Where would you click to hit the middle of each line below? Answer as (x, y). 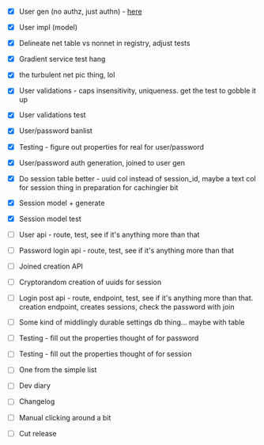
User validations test (52, 115)
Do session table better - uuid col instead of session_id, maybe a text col (137, 178)
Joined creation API (51, 266)
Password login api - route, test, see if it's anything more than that (126, 250)
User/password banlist (55, 131)
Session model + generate (62, 203)
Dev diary (34, 386)
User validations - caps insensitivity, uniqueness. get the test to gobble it (137, 91)
